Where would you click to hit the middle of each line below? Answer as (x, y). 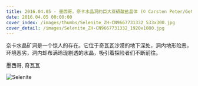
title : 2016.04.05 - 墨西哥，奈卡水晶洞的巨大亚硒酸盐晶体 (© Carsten (86, 11)
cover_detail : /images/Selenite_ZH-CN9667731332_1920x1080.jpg (85, 28)
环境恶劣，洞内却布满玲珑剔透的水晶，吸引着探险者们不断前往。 (83, 53)
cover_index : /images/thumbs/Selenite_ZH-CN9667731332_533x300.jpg (91, 22)
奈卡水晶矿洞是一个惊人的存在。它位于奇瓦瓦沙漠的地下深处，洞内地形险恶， (99, 45)
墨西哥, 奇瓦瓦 (23, 65)
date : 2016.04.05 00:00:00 (39, 17)
